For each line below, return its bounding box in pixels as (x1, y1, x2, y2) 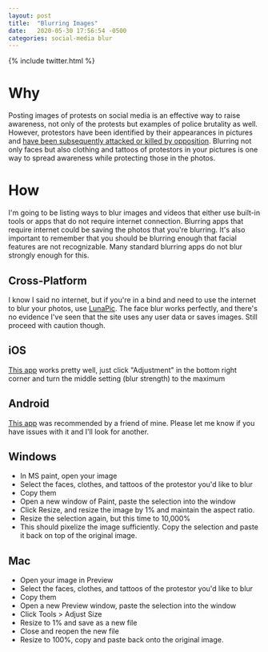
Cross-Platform (8, 273, 87, 287)
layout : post (8, 11, 52, 20)
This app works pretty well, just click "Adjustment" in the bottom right (8, 365, 238, 375)
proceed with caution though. (8, 320, 106, 330)
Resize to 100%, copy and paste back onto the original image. (19, 635, 224, 645)
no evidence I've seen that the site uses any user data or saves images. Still (8, 312, 258, 322)
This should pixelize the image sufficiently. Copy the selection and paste (19, 522, 258, 532)
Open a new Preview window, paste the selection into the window (19, 601, 237, 610)
